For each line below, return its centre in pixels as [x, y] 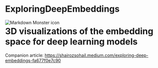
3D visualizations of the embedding [79, 32]
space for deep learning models [71, 42]
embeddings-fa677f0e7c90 [33, 61]
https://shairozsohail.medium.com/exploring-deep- [96, 55]
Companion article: [24, 55]
